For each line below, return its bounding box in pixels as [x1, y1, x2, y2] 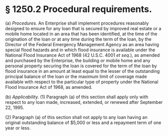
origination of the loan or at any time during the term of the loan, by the [5, 36, 151, 42]
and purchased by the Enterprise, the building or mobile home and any [5, 57, 151, 63]
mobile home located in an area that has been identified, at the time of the [5, 31, 157, 37]
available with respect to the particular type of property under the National [5, 79, 158, 85]
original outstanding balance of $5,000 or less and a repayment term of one [5, 119, 161, 125]
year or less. [5, 124, 31, 131]
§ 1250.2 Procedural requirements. [5, 4, 152, 15]
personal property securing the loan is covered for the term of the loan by [5, 63, 157, 69]
